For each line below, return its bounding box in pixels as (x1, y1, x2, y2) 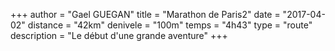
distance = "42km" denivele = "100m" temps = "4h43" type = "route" (27, 19, 313, 31)
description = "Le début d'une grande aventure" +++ (10, 30, 228, 41)
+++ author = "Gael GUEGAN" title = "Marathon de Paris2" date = (10, 9, 281, 20)
